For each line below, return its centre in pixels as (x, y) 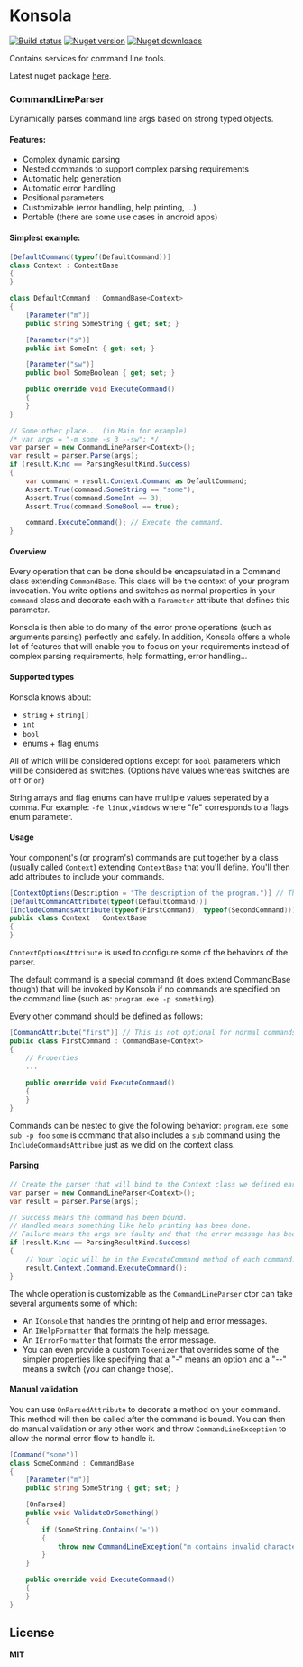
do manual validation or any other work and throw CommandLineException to (148, 1429)
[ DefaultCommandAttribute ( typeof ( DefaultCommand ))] (108, 901)
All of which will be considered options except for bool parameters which (145, 760)
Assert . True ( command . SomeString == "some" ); (110, 489)
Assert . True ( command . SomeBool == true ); (102, 507)
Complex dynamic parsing (71, 160)
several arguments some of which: (73, 1303)
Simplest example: (45, 238)
